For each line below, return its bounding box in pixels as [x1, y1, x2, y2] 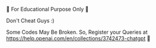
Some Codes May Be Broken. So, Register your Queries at [6, 28, 148, 36]
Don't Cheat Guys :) [6, 17, 55, 24]
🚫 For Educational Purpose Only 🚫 [6, 6, 89, 12]
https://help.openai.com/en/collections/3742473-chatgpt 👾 [6, 35, 151, 41]
